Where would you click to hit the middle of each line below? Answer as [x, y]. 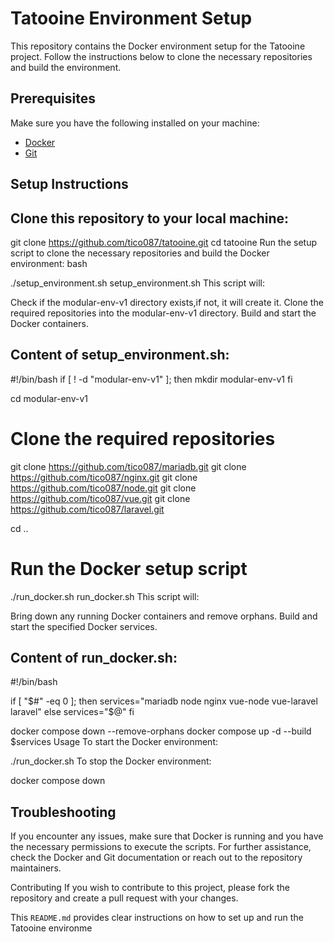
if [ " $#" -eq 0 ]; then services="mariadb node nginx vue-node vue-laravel [164, 701]
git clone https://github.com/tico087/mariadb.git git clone [128, 466]
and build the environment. [66, 67]
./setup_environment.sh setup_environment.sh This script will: [137, 283]
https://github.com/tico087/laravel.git [87, 509]
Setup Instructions [69, 184]
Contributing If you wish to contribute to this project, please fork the [150, 888]
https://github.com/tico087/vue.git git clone [100, 498]
